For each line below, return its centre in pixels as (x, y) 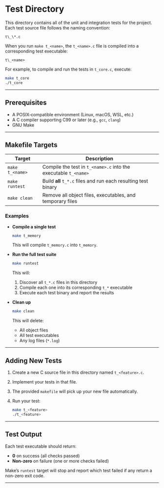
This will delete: (28, 321)
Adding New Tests (33, 361)
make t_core (17, 78)
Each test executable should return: (41, 446)
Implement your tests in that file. (44, 382)
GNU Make (23, 125)
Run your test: (26, 401)
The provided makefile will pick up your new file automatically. (75, 391)
